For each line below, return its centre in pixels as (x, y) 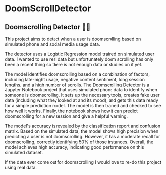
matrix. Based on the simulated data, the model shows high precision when (82, 131)
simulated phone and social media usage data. (53, 44)
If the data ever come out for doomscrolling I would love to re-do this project (83, 162)
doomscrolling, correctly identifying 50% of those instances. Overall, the (79, 142)
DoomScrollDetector (48, 9)
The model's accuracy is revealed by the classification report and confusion (83, 126)
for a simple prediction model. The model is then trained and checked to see (83, 106)
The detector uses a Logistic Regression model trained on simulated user (80, 54)
